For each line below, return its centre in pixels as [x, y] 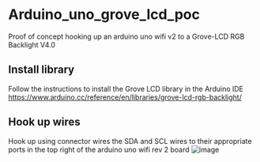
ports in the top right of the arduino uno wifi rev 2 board [99, 149]
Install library [41, 70]
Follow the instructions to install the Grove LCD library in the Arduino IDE [126, 89]
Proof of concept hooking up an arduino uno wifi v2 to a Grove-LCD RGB [126, 36]
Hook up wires [44, 122]
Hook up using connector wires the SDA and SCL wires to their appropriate [130, 141]
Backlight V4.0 [32, 44]
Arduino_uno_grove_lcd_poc [104, 15]
